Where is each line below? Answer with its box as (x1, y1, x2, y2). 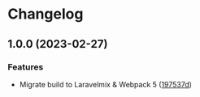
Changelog (7, 5, 84, 23)
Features (7, 61, 44, 73)
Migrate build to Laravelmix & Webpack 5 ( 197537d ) (19, 79, 193, 89)
